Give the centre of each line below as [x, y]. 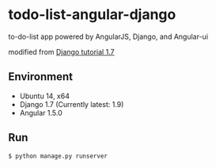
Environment [41, 77]
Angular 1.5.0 [41, 113]
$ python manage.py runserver [58, 156]
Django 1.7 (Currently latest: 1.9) [72, 104]
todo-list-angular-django [92, 15]
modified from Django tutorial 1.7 [61, 52]
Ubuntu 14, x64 [44, 96]
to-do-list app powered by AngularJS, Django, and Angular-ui [108, 36]
